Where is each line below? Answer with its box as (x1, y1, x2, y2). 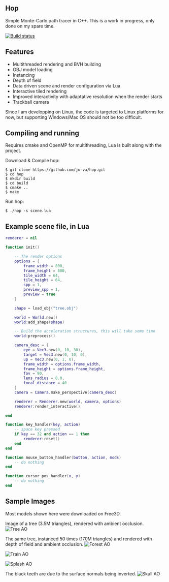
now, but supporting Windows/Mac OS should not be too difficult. (5, 114, 142, 120)
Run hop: (5, 198, 24, 205)
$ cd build (5, 180, 28, 186)
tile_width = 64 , (23, 273, 60, 278)
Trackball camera (12, 99, 49, 105)
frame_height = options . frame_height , (23, 366, 106, 372)
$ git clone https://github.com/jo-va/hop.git (5, 167, 106, 172)
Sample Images (5, 497, 55, 506)
